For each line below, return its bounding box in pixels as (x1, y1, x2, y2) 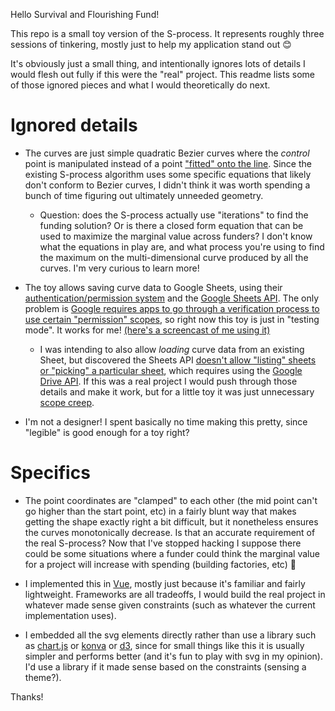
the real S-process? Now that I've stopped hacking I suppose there (24, 537, 302, 549)
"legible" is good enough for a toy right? (24, 426, 190, 438)
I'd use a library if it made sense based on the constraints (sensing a (24, 660, 307, 673)
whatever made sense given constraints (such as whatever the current (24, 599, 316, 611)
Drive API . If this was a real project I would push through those (39, 375, 298, 387)
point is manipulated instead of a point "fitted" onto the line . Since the (24, 157, 312, 169)
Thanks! (10, 690, 44, 703)
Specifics (10, 462, 91, 484)
